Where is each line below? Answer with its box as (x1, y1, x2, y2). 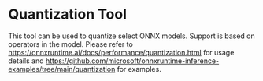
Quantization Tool (8, 5, 128, 23)
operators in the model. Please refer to (8, 39, 134, 48)
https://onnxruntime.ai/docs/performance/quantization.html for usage (8, 48, 235, 57)
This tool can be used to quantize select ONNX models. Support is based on (8, 31, 256, 40)
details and (8, 56, 45, 65)
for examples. (117, 64, 161, 73)
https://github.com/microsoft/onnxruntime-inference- (46, 56, 220, 65)
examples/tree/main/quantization (8, 64, 116, 73)
